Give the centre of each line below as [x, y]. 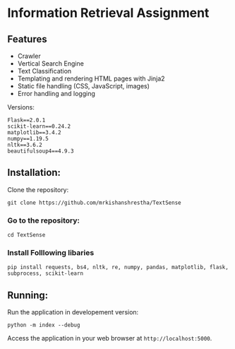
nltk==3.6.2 [25, 145]
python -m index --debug [44, 325]
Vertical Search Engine [51, 64]
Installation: [34, 173]
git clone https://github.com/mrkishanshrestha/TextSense [94, 203]
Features [27, 39]
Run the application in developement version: [73, 312]
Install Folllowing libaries [51, 253]
